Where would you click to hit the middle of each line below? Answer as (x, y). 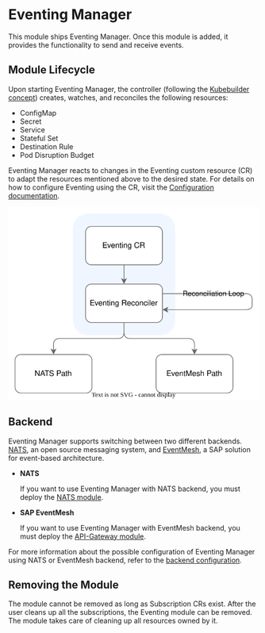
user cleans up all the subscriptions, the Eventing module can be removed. (130, 612)
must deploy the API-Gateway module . (83, 536)
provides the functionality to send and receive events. (96, 44)
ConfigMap (38, 113)
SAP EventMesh (47, 512)
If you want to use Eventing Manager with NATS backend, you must (130, 489)
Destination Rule (46, 146)
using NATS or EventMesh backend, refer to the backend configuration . (125, 560)
